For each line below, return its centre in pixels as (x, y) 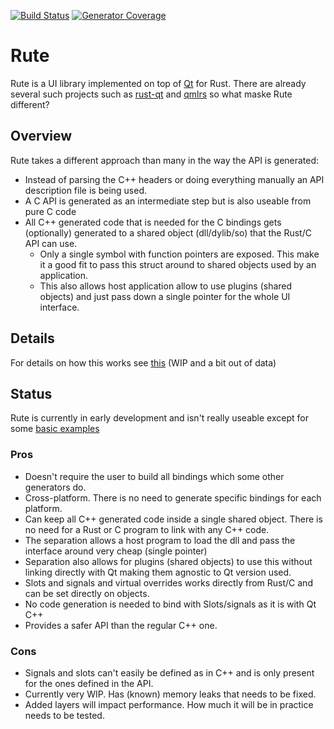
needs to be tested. (64, 715)
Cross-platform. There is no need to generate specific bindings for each (173, 497)
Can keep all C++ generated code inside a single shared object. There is (173, 519)
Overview (41, 136)
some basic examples (55, 429)
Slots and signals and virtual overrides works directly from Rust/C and (168, 582)
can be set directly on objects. (87, 593)
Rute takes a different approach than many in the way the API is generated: (165, 160)
